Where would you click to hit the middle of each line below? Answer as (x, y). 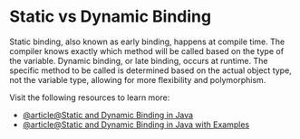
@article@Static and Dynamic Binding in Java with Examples (136, 125)
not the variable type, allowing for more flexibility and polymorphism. (138, 79)
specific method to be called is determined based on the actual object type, (150, 70)
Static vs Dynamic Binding (110, 17)
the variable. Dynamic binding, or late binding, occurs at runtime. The (139, 60)
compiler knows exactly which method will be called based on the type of (146, 51)
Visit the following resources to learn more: (90, 97)
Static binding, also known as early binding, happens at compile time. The (147, 42)
